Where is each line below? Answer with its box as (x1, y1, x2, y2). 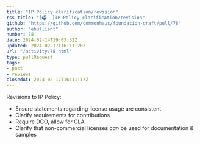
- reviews (6, 71, 32, 77)
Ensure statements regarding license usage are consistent (15, 105, 162, 112)
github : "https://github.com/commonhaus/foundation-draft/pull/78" (6, 20, 182, 26)
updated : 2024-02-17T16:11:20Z (6, 43, 86, 49)
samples (15, 131, 37, 139)
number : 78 (6, 32, 34, 38)
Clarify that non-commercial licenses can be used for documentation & (15, 125, 194, 132)
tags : (6, 60, 20, 66)
